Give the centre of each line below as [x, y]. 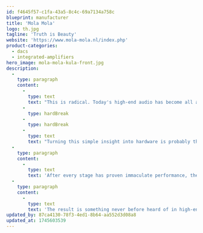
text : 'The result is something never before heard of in [102, 209]
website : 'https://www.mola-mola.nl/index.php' [67, 40]
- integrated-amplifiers [43, 57]
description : [23, 68]
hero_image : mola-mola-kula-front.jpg [55, 62]
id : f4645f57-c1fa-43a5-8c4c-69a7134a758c [60, 12]
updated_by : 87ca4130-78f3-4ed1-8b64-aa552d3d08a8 [71, 215]
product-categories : [32, 46]
